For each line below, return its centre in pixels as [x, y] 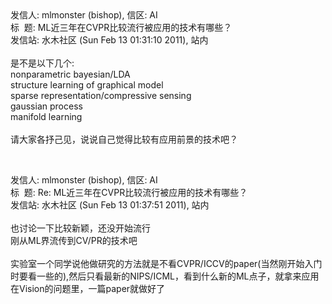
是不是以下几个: [42, 63]
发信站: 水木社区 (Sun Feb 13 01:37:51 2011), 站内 [110, 205]
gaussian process [46, 106]
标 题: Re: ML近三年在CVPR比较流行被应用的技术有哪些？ [129, 192]
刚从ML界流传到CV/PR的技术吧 [74, 240]
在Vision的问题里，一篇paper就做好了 [88, 288]
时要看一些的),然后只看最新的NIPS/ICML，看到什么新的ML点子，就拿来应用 [165, 276]
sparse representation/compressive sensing [101, 95]
